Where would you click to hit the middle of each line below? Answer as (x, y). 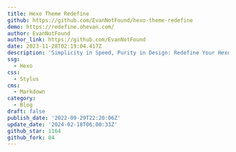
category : (22, 99)
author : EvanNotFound (39, 33)
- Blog (23, 105)
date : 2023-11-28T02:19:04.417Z (54, 46)
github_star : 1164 (34, 131)
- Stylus (26, 79)
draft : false (26, 111)
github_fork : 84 (31, 137)
